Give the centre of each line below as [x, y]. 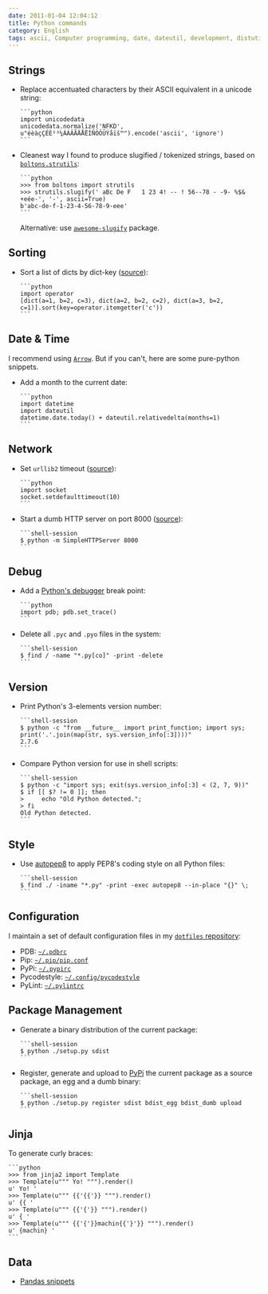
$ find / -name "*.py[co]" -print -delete [91, 656]
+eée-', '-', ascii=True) [63, 199]
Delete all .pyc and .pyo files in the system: [91, 634]
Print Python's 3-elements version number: [91, 706]
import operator [47, 293]
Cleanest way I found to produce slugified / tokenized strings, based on [137, 155]
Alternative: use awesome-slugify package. [89, 228]
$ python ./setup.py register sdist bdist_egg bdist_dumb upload [130, 1103]
